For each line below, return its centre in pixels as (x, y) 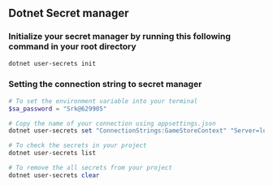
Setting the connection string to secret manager (105, 84)
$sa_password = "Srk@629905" (58, 109)
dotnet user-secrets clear (54, 175)
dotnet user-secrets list (52, 154)
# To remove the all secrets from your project (91, 168)
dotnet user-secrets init (52, 63)
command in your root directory (72, 46)
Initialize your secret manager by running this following (120, 37)
